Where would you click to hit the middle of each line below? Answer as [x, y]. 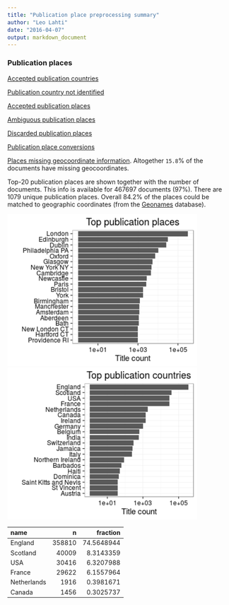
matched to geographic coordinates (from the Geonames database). [107, 204]
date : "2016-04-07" [36, 30]
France [20, 572]
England [22, 543]
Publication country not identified [56, 92]
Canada [22, 592]
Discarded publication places [50, 133]
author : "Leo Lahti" [38, 22]
